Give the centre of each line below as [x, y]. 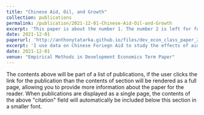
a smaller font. [24, 106]
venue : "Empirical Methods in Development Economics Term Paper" [90, 57]
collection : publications [39, 18]
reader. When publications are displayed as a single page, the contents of [98, 93]
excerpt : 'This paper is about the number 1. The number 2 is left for [99, 29]
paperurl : [19, 40]
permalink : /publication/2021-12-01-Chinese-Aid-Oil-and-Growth [89, 23]
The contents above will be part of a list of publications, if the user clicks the [102, 74]
